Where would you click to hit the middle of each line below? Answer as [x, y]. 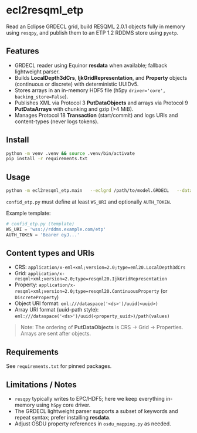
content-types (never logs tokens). [56, 121]
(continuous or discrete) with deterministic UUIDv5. [77, 84]
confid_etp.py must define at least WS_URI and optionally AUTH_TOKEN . [89, 202]
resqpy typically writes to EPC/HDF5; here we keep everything [90, 399]
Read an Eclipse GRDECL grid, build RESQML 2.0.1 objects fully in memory [96, 26]
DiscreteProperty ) [37, 297]
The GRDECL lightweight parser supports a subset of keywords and [96, 411]
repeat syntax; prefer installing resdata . [62, 418]
